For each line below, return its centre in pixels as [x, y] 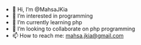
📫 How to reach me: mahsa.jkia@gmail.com [68, 36]
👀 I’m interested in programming [52, 16]
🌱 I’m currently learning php [47, 22]
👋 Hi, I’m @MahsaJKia [40, 9]
